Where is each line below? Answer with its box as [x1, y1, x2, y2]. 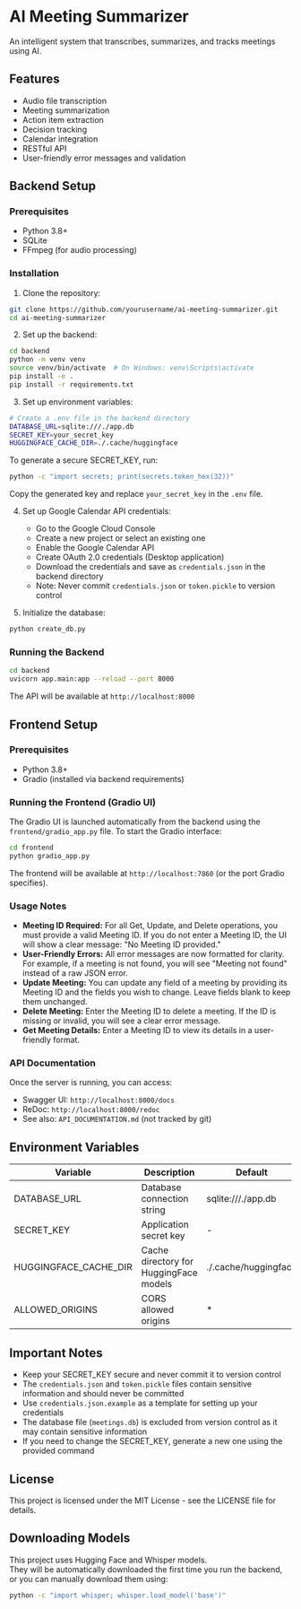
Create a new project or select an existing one [35, 533, 206, 544]
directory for [141, 1256, 194, 1268]
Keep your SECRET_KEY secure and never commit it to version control [21, 1370, 282, 1380]
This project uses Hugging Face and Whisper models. [9, 1554, 208, 1565]
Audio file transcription [21, 95, 107, 106]
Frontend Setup [9, 717, 99, 732]
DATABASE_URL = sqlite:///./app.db [9, 422, 134, 431]
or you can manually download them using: [9, 1573, 168, 1584]
